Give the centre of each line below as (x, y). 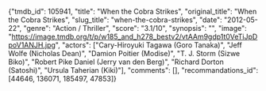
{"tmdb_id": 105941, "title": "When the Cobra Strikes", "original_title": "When (133, 11)
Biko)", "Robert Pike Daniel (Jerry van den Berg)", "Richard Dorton (116, 62)
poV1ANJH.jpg (32, 45)
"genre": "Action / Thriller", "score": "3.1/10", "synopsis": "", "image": (135, 28)
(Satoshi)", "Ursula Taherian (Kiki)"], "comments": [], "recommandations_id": (133, 70)
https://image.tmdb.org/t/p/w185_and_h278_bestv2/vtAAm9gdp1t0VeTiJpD (135, 36)
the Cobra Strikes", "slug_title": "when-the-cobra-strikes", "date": (115, 20)
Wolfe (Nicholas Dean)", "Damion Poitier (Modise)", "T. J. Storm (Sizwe (124, 53)
